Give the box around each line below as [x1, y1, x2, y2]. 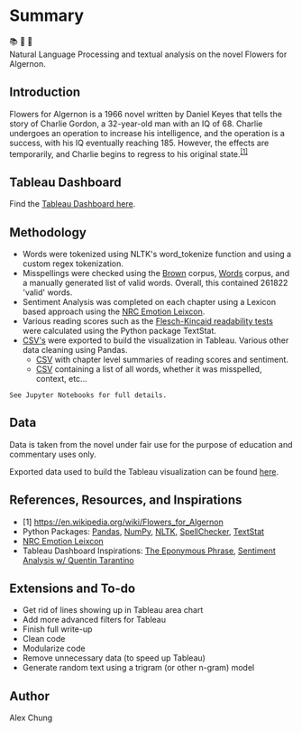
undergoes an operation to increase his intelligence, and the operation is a [9, 127, 286, 138]
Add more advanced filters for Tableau [22, 615, 167, 625]
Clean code [22, 634, 66, 644]
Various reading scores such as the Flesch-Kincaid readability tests [22, 316, 273, 327]
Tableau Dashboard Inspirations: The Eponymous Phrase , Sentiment [22, 545, 277, 556]
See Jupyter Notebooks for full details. [9, 391, 168, 400]
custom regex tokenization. [22, 258, 124, 269]
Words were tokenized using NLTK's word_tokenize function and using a [22, 249, 291, 260]
